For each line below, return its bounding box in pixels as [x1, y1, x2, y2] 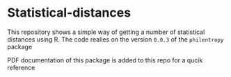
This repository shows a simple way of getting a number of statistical [7, 28, 205, 36]
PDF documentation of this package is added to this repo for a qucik [7, 55, 203, 64]
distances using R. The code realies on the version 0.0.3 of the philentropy [7, 35, 224, 43]
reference [7, 63, 35, 71]
